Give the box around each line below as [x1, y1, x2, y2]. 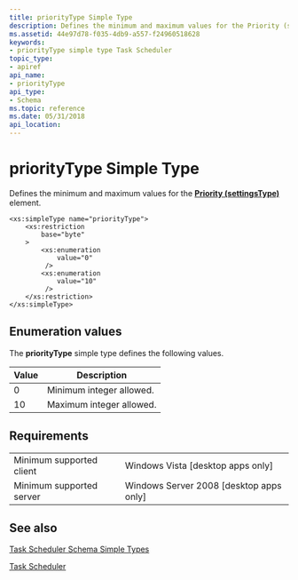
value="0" [56, 253, 93, 262]
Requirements [9, 428, 89, 444]
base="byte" [41, 230, 86, 239]
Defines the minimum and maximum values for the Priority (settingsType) [9, 187, 280, 198]
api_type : [9, 87, 46, 96]
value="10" [56, 276, 98, 285]
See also [9, 520, 58, 536]
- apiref [9, 63, 42, 72]
